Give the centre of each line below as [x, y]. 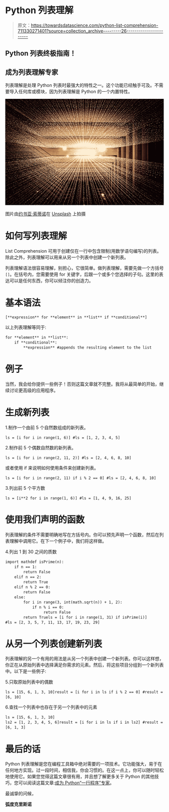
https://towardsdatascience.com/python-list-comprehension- [95, 25]
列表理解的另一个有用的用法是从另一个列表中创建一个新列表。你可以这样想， [84, 659]
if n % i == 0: [48, 607]
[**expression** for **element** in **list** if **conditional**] [76, 317]
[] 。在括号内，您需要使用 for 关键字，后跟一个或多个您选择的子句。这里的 [82, 274]
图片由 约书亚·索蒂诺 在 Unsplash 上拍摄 [46, 214]
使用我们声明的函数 [45, 519]
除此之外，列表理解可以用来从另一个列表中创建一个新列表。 [67, 257]
